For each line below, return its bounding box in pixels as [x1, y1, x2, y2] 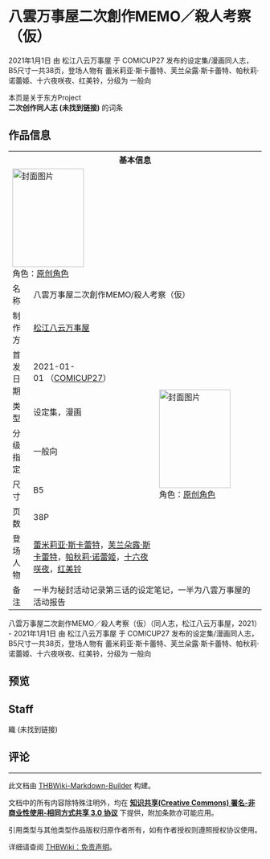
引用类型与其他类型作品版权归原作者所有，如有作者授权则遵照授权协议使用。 [8, 824, 262, 834]
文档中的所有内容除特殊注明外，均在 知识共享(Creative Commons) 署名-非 [8, 797, 256, 808]
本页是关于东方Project [8, 92, 82, 102]
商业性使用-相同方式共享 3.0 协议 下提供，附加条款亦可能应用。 [8, 808, 219, 817]
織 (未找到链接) [8, 724, 59, 734]
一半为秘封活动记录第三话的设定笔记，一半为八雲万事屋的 [33, 584, 251, 595]
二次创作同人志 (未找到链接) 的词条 [8, 102, 123, 112]
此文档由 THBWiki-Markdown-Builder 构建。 [8, 780, 155, 790]
